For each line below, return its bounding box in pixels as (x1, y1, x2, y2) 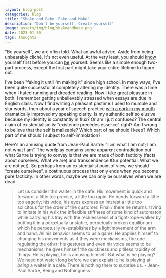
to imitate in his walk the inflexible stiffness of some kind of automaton (17, 209, 162, 215)
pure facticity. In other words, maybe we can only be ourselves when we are (5, 173, 161, 179)
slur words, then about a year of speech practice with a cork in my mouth (5, 105, 155, 112)
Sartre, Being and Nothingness (27, 267, 90, 273)
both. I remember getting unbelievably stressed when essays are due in (5, 95, 152, 101)
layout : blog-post (5, 7, 43, 12)
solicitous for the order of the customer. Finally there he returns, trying (17, 204, 162, 210)
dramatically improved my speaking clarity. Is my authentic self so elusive (5, 111, 156, 117)
